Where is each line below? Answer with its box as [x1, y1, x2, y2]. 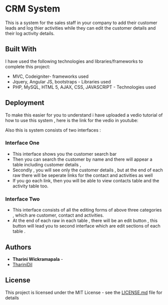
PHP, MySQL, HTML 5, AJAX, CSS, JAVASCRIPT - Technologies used [12, 84, 156, 90]
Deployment [5, 98, 45, 107]
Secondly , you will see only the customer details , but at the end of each [12, 167, 163, 173]
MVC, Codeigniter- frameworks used [12, 73, 89, 79]
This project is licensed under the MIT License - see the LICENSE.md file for [5, 289, 162, 295]
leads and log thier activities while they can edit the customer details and [5, 25, 156, 31]
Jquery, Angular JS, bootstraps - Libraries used [12, 78, 111, 84]
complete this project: [5, 63, 51, 69]
